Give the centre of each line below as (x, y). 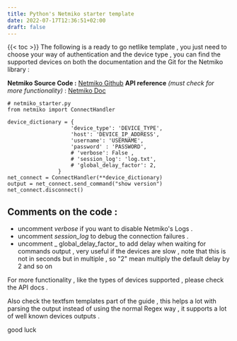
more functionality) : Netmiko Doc (57, 91)
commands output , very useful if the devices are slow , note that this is (122, 251)
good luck (22, 330)
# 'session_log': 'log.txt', (114, 160)
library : (18, 70)
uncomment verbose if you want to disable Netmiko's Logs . (105, 229)
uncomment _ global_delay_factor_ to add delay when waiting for (112, 244)
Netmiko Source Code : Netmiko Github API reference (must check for (111, 83)
